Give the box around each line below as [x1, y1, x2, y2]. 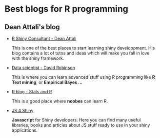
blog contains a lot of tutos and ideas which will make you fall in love [11, 50, 150, 56]
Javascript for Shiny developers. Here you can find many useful [11, 117, 141, 122]
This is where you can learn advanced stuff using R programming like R [11, 74, 156, 80]
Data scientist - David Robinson [11, 65, 75, 70]
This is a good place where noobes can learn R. [11, 98, 108, 104]
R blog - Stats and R [11, 89, 52, 94]
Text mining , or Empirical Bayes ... [11, 79, 83, 85]
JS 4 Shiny [11, 108, 34, 113]
